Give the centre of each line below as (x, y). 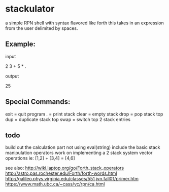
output (12, 76)
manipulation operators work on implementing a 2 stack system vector (79, 153)
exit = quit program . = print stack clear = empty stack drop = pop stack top (84, 114)
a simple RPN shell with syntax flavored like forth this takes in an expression (84, 23)
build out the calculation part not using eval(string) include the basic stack (83, 147)
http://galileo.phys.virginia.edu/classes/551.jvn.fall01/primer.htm (72, 179)
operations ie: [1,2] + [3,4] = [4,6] (40, 158)
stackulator (30, 9)
